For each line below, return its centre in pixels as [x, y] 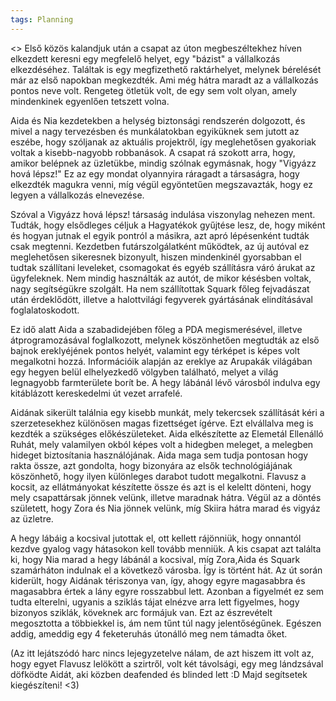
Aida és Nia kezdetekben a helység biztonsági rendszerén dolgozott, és [158, 120]
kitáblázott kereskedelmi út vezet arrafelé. [96, 393]
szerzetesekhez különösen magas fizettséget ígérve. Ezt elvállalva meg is [162, 423]
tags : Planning [42, 19]
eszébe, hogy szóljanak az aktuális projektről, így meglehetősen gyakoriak [163, 142]
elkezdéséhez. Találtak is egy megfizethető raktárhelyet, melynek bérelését [166, 69]
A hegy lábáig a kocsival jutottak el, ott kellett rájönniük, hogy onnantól [156, 538]
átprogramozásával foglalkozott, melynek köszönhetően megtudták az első [165, 340]
